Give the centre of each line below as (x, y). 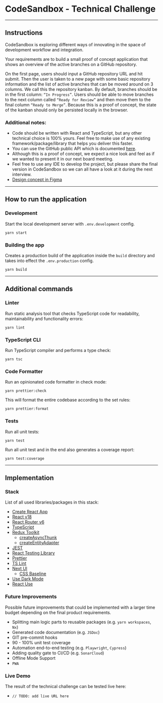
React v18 (22, 517)
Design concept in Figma (37, 180)
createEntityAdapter (39, 543)
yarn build (16, 270)
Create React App (30, 512)
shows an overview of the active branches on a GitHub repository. (71, 64)
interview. (22, 175)
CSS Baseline (33, 574)
